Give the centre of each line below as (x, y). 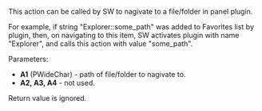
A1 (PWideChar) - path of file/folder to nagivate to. (103, 74)
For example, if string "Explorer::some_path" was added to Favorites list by (131, 27)
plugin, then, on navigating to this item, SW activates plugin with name (124, 35)
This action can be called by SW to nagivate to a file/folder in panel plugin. (131, 11)
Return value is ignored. (48, 98)
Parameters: (28, 59)
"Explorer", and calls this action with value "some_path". (101, 44)
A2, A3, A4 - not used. (58, 83)
